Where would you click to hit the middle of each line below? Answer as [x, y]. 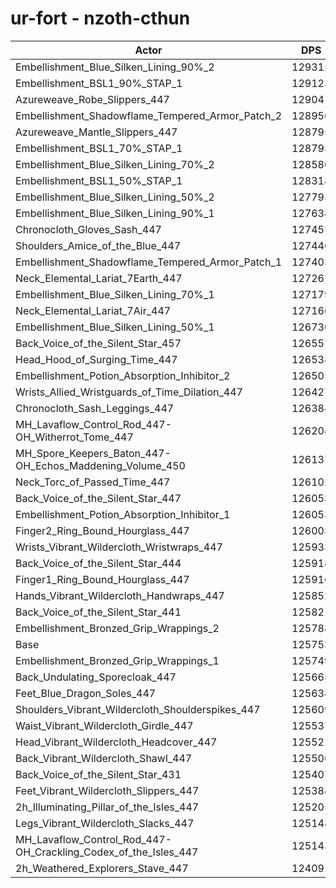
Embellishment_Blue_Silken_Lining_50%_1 [115, 327]
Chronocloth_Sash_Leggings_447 [95, 408]
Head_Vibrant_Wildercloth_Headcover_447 [116, 742]
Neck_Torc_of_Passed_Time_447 [93, 482]
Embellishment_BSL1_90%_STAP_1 [99, 83]
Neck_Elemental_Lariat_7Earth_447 [99, 278]
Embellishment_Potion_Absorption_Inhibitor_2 [123, 375]
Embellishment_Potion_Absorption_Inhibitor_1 [123, 514]
